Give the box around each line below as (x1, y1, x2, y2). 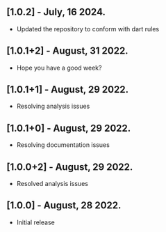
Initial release (16, 218, 55, 226)
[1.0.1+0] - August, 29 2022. (6, 122, 131, 134)
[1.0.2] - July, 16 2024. (6, 6, 106, 18)
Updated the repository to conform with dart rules (16, 24, 160, 33)
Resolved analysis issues (16, 180, 88, 188)
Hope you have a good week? (16, 63, 102, 72)
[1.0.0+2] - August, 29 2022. (6, 161, 133, 173)
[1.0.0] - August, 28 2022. (6, 199, 122, 212)
